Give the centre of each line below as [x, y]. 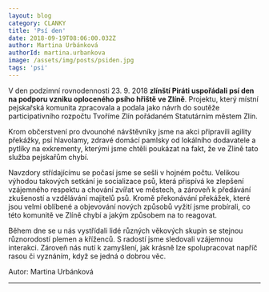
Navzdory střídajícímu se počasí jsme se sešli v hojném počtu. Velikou [124, 172]
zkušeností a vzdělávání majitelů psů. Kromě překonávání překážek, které [129, 198]
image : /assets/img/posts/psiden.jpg [71, 61]
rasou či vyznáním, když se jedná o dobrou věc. [87, 256]
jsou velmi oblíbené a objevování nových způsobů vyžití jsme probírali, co [129, 206]
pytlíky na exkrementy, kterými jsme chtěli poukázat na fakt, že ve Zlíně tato [133, 148]
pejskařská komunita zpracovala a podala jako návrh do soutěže [114, 107]
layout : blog [30, 16]
